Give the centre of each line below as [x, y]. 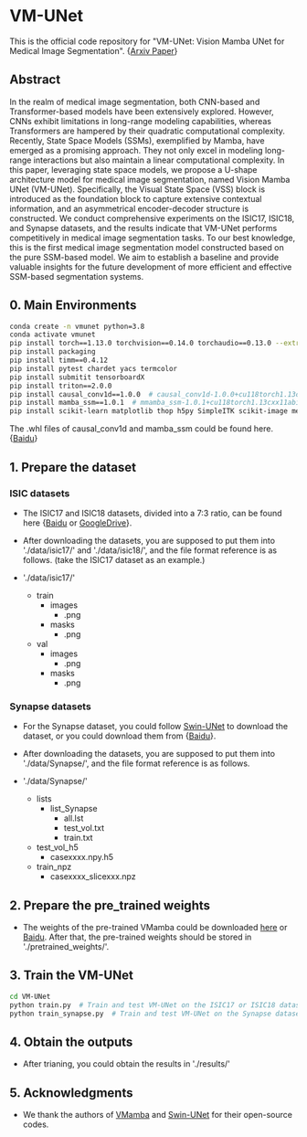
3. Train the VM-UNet [72, 976]
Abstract [35, 80]
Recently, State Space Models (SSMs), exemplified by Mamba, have [137, 140]
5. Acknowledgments [71, 1093]
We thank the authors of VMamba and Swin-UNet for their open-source [157, 1115]
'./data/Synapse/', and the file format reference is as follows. [136, 763]
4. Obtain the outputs [71, 1041]
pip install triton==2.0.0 [61, 386]
